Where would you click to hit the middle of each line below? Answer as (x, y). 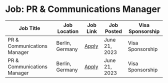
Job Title (29, 28)
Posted (113, 31)
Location (68, 31)
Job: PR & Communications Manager (83, 9)
